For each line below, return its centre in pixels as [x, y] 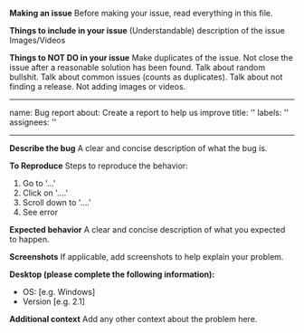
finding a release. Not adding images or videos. [98, 86]
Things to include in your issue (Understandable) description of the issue [147, 30]
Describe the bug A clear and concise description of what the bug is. [138, 148]
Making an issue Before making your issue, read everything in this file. [141, 13]
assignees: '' [33, 122]
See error [40, 212]
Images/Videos [38, 40]
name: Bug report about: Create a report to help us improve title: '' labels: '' [149, 113]
